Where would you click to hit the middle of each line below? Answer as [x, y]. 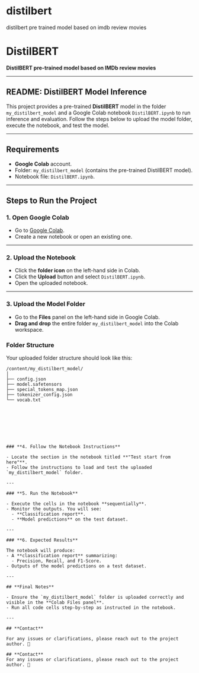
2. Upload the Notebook [41, 258]
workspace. [29, 329]
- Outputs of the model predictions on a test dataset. [76, 566]
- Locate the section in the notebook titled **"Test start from [88, 457]
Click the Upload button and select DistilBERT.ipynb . [80, 277]
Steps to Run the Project [52, 200]
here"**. [17, 462]
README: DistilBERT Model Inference [76, 92]
